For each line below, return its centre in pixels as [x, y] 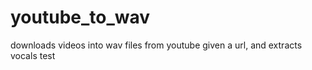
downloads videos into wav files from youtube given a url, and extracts [156, 45]
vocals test [33, 55]
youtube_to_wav [80, 17]
